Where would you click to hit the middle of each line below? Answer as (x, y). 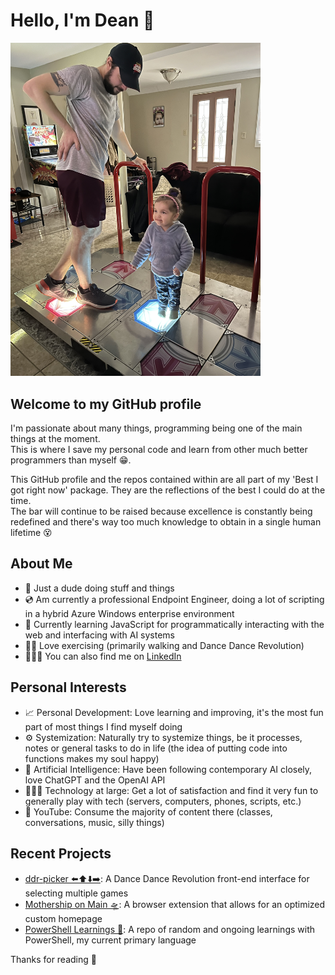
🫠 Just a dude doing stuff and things (99, 588)
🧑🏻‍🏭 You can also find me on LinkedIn (103, 656)
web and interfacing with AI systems (99, 635)
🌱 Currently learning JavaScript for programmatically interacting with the (174, 624)
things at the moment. (55, 439)
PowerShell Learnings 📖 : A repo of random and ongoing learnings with (170, 929)
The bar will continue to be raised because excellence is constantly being (161, 511)
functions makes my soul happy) (92, 758)
